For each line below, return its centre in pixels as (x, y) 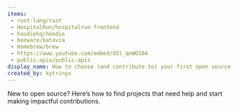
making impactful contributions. (54, 101)
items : (17, 14)
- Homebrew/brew (35, 47)
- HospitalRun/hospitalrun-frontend (65, 27)
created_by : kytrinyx (40, 73)
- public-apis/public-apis (51, 60)
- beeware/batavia (38, 40)
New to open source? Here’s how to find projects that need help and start (115, 94)
